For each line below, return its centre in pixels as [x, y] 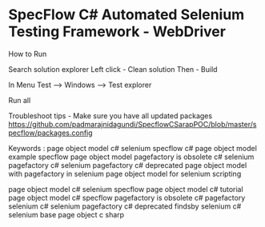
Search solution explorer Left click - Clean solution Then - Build [113, 69]
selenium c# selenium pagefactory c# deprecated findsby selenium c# [125, 206]
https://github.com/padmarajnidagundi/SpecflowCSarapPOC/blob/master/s [132, 124]
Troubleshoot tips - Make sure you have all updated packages [110, 115]
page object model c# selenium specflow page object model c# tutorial [126, 189]
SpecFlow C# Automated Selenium [126, 15]
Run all [20, 100]
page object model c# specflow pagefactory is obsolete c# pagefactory [127, 197]
